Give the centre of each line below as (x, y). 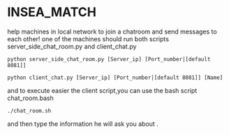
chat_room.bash (30, 98)
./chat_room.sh (29, 111)
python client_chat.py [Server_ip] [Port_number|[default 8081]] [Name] (115, 78)
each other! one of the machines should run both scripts (88, 38)
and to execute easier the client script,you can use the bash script (102, 90)
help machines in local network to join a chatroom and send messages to (112, 31)
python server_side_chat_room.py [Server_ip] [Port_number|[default (109, 59)
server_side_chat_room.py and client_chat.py (72, 46)
